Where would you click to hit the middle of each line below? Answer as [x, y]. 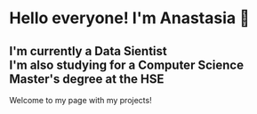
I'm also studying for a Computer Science [127, 65]
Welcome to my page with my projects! [81, 100]
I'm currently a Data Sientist [88, 51]
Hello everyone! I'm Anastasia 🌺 [130, 18]
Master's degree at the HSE [87, 79]
